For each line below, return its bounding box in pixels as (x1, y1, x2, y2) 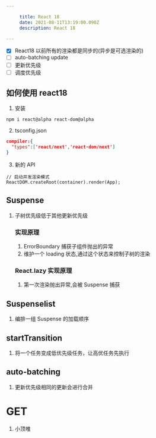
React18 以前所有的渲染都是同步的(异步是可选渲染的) (14, 47, 144, 54)
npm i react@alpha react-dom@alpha (6, 116, 94, 122)
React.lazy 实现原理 (14, 267, 72, 275)
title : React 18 (19, 14, 60, 20)
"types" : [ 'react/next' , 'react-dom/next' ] (11, 144, 116, 150)
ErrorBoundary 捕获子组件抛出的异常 (23, 243, 114, 250)
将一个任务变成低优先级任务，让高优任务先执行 (14, 349, 129, 357)
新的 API (14, 161, 36, 168)
